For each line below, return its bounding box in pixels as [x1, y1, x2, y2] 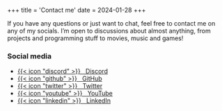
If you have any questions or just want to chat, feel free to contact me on [7, 19, 216, 27]
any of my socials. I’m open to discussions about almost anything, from [7, 27, 211, 35]
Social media [7, 51, 52, 61]
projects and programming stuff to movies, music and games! [7, 34, 184, 42]
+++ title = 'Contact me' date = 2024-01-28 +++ [7, 6, 146, 14]
